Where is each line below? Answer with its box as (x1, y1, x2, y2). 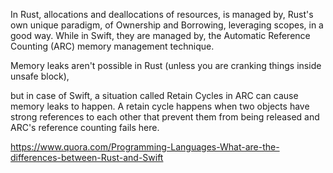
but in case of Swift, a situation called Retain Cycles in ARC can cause (10, 90, 299, 101)
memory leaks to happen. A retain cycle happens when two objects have (10, 100, 310, 112)
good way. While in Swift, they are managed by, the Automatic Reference (10, 30, 311, 41)
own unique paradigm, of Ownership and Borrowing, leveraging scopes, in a (10, 19, 324, 31)
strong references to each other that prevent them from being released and (10, 111, 320, 123)
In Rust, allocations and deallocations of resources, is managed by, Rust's (10, 9, 314, 20)
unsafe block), (10, 70, 70, 82)
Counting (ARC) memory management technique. (10, 40, 215, 52)
